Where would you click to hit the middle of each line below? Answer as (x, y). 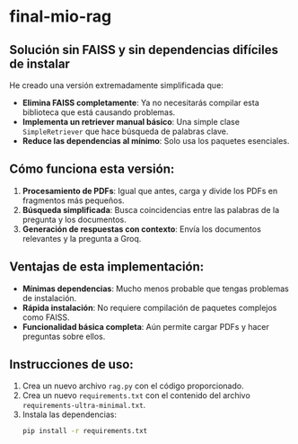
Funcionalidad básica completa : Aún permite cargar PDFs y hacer (145, 326)
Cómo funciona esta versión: (92, 169)
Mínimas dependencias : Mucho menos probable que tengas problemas (155, 289)
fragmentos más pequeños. (73, 200)
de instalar (39, 63)
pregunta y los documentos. (74, 219)
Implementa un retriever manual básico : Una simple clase (131, 122)
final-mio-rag (61, 17)
